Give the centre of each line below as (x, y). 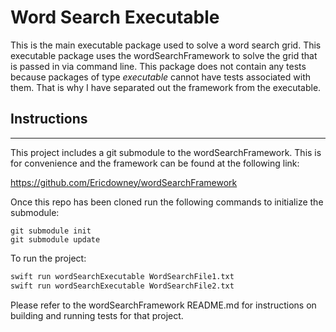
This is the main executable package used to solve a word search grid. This (166, 45)
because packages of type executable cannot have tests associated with (160, 77)
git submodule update (55, 239)
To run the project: (48, 258)
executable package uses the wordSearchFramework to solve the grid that (164, 55)
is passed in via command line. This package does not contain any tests (158, 66)
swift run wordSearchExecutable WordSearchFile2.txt (122, 286)
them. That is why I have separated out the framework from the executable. (166, 87)
